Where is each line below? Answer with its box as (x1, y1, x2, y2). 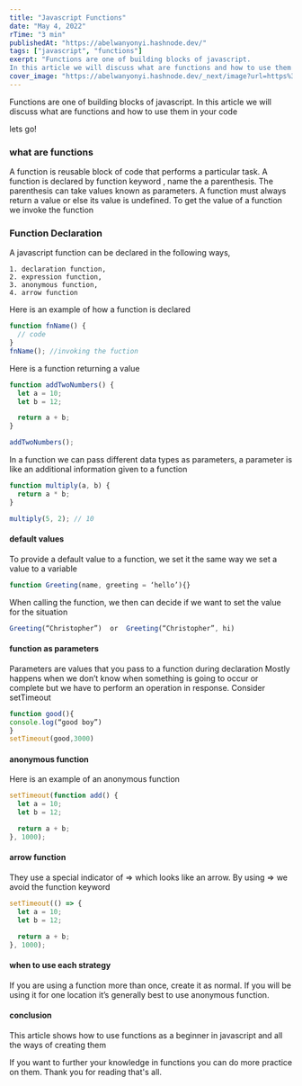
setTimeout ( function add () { (9, 791, 119, 801)
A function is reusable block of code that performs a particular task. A (9, 166, 268, 177)
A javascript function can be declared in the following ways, (9, 247, 231, 258)
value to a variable (9, 563, 78, 574)
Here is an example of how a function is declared (9, 304, 191, 315)
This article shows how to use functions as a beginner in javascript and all (9, 1029, 283, 1040)
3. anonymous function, (9, 281, 99, 290)
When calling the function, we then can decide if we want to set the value (9, 597, 281, 607)
